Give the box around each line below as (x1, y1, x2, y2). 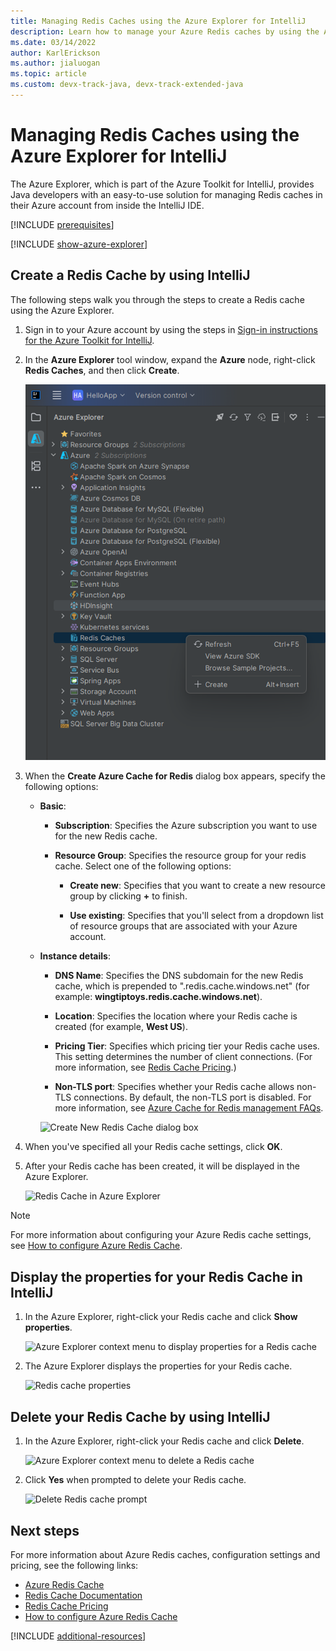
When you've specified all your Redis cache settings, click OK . (24, 1141, 283, 1153)
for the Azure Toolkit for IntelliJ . (24, 334, 155, 346)
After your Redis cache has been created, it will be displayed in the (24, 1160, 300, 1172)
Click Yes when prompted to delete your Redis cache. (24, 1474, 247, 1486)
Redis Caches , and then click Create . (24, 364, 180, 376)
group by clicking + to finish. (69, 890, 188, 902)
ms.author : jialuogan (10, 58, 101, 69)
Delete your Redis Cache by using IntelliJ (10, 1408, 271, 1425)
